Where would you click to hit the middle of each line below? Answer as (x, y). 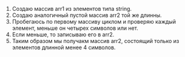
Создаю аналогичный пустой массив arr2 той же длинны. (87, 15)
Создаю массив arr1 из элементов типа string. (72, 9)
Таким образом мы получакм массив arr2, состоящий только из (96, 41)
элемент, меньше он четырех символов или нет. (75, 28)
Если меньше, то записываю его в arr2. (63, 35)
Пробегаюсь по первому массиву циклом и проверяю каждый (94, 22)
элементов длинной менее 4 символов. (64, 47)
